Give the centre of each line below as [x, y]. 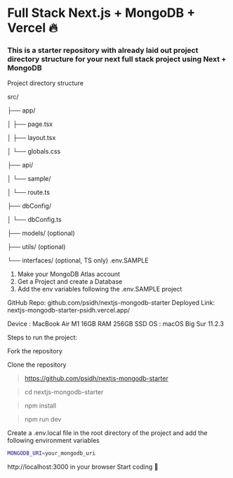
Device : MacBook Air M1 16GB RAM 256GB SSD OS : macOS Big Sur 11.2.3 [116, 324]
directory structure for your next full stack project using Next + [117, 59]
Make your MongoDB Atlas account [69, 274]
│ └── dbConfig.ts [34, 220]
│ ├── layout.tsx [32, 138]
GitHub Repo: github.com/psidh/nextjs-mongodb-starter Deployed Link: [111, 303]
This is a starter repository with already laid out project [103, 51]
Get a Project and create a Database [70, 282]
